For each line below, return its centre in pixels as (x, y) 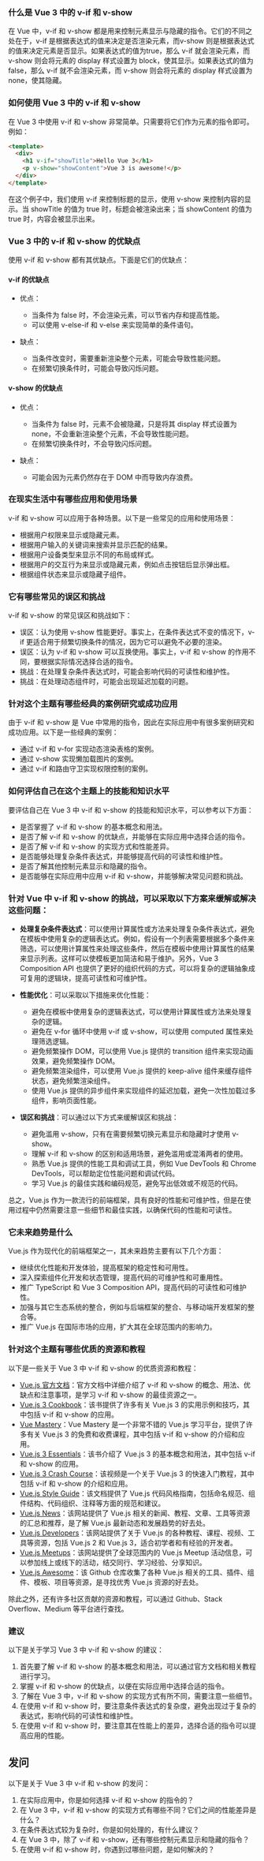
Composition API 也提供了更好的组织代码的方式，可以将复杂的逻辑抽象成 (138, 969)
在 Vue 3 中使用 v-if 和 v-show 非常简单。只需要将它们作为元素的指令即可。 (131, 121)
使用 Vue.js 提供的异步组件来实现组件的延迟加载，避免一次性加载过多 (143, 1091)
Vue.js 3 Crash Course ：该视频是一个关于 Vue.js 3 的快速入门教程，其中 (137, 1474)
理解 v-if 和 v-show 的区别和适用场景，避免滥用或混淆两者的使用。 (139, 1154)
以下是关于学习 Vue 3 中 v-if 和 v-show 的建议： (86, 1650)
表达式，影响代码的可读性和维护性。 (78, 1715)
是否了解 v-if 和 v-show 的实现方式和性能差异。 (96, 846)
